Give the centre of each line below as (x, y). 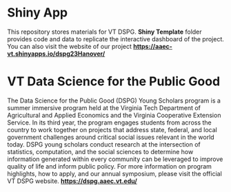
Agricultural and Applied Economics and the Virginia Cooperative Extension (114, 115)
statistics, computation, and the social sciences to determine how (100, 151)
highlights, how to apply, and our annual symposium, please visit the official (114, 173)
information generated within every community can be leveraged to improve (115, 159)
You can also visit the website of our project (70, 46)
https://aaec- (153, 46)
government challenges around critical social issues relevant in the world (111, 137)
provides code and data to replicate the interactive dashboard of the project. (115, 39)
